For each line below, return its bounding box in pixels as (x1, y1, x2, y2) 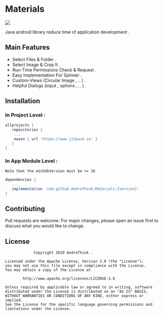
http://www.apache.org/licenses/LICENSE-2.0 (23, 276, 115, 281)
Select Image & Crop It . (12, 62, 60, 68)
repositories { (11, 127, 43, 133)
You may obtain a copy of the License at (5, 268, 91, 273)
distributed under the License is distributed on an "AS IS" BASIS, (5, 289, 148, 294)
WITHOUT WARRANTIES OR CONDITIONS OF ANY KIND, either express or (5, 293, 144, 299)
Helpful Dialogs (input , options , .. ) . (12, 82, 87, 88)
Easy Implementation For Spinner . (12, 72, 82, 78)
